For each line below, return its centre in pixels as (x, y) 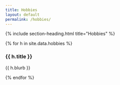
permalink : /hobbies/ (28, 19)
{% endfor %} (20, 77)
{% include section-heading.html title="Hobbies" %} (60, 34)
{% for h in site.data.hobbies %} (39, 44)
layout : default (22, 15)
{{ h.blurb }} (18, 68)
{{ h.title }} (19, 57)
